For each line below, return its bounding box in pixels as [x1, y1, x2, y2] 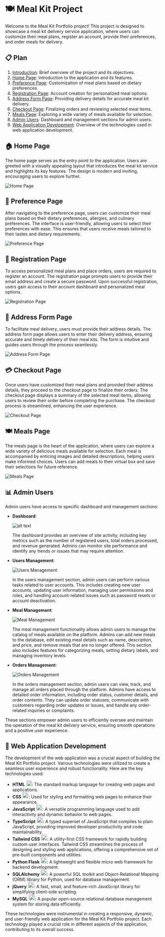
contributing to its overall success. [5, 927, 75, 933]
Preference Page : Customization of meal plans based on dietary [12, 79, 142, 86]
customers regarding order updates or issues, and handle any [12, 702, 137, 708]
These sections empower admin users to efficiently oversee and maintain [5, 717, 154, 723]
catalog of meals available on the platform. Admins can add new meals [12, 632, 156, 637]
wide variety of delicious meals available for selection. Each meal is [5, 448, 141, 454]
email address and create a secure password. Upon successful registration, [5, 279, 158, 285]
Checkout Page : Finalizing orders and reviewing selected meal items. [12, 106, 152, 112]
